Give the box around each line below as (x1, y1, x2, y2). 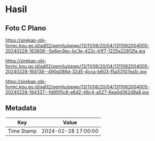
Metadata (5, 104, 37, 113)
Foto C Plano (5, 24, 46, 32)
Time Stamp (8, 127, 37, 134)
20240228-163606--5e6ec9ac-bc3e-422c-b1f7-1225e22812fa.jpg (5, 48, 146, 54)
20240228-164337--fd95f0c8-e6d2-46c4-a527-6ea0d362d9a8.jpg (5, 89, 149, 95)
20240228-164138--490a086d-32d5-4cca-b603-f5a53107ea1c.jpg (5, 68, 147, 75)
